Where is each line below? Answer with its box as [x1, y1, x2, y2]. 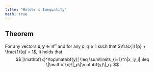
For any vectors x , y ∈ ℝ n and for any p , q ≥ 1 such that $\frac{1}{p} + [5, 42, 146, 49]
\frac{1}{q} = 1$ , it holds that [5, 49, 63, 54]
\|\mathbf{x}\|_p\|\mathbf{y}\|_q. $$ [46, 61, 119, 67]
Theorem [5, 30, 34, 38]
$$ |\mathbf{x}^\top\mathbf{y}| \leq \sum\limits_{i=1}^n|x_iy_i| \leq [15, 56, 150, 62]
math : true [5, 12, 27, 17]
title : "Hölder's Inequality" [5, 7, 67, 12]
